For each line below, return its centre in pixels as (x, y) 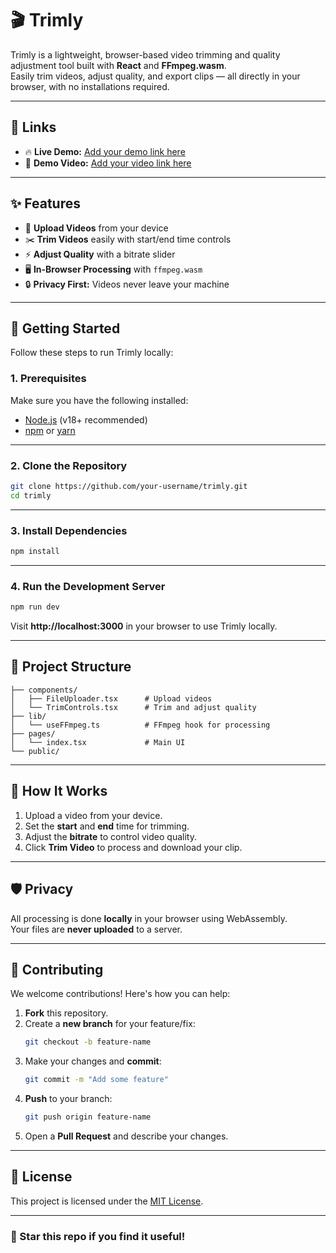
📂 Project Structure (71, 667)
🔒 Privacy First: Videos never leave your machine (127, 284)
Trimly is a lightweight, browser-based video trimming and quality (145, 54)
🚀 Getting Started (65, 328)
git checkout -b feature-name (88, 1042)
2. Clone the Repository (69, 465)
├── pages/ (33, 733)
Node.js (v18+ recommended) (86, 419)
